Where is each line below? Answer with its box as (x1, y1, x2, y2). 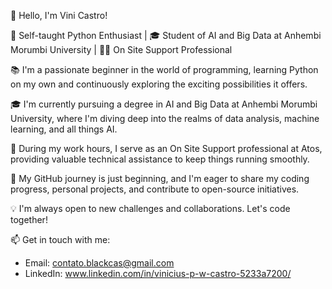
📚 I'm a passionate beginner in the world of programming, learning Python (10, 64, 319, 75)
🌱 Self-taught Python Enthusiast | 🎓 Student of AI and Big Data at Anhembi (10, 30, 322, 41)
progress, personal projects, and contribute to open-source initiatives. (10, 183, 300, 195)
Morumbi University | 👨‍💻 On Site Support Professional (10, 44, 233, 55)
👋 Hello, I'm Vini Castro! (10, 10, 108, 21)
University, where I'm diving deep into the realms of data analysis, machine (10, 113, 320, 124)
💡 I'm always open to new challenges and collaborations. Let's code (10, 203, 291, 214)
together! (10, 214, 48, 225)
